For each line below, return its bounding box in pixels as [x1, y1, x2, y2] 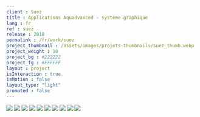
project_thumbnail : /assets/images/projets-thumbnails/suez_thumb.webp [6, 43, 195, 49]
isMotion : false [6, 76, 50, 82]
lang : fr [6, 20, 32, 26]
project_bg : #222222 [6, 54, 61, 60]
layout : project [6, 65, 50, 72]
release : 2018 [6, 32, 45, 38]
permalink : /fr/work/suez [6, 37, 75, 43]
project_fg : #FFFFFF [6, 59, 61, 65]
